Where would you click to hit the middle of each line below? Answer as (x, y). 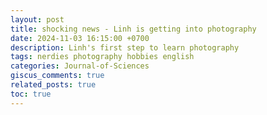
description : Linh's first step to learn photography (125, 47)
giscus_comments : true (57, 76)
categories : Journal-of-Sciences (80, 66)
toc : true (31, 94)
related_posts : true (53, 85)
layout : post (37, 19)
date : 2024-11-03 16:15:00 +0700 (80, 38)
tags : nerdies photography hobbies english (102, 57)
